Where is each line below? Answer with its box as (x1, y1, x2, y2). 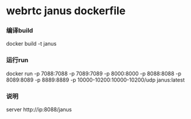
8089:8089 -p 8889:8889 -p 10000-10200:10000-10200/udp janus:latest (6, 76, 185, 83)
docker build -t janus (6, 40, 57, 47)
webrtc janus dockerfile (6, 4, 126, 18)
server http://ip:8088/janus (6, 106, 72, 113)
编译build (6, 27, 34, 35)
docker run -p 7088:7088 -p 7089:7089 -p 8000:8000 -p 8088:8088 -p (6, 70, 182, 77)
